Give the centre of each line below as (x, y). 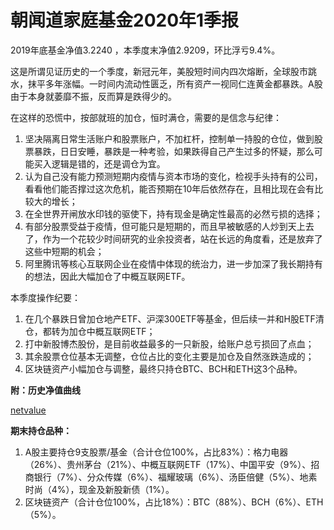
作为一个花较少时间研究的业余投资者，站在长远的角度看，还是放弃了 (182, 238)
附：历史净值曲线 (45, 390)
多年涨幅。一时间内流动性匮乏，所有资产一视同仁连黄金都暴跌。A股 (183, 83)
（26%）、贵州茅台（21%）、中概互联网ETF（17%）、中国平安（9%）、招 (172, 464)
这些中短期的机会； (64, 251)
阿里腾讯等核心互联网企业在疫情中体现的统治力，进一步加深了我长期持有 (173, 263)
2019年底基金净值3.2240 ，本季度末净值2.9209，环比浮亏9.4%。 (145, 50)
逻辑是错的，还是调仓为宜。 (108, 163)
